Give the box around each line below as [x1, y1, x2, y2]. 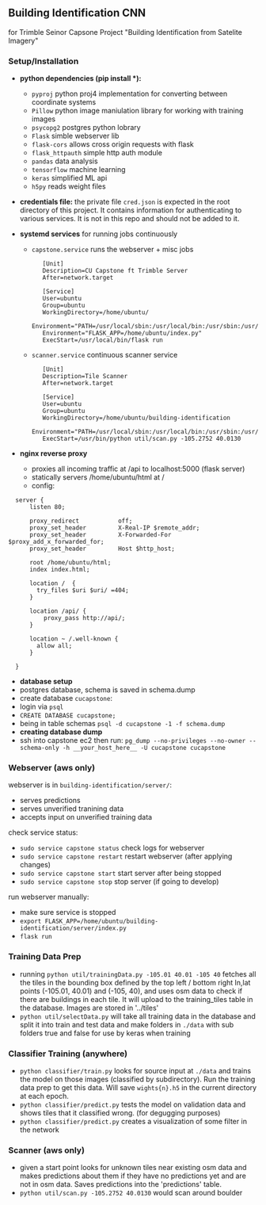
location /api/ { [28, 607, 87, 615]
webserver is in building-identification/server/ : [8, 780, 173, 790]
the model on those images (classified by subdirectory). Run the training [19, 1074, 256, 1084]
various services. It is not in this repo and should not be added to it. [19, 214, 240, 224]
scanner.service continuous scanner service [31, 350, 178, 360]
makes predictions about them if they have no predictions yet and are [19, 1171, 247, 1180]
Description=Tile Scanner [42, 373, 128, 381]
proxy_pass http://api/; [43, 614, 126, 622]
